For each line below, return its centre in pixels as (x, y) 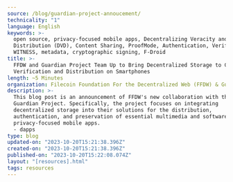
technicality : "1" (34, 20)
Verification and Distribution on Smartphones (82, 71)
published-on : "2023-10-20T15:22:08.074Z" (69, 155)
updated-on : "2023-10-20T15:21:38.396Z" (67, 143)
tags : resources (31, 168)
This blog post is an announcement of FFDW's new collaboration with (116, 98)
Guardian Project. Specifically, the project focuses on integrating (116, 104)
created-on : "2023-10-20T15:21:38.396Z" (67, 149)
